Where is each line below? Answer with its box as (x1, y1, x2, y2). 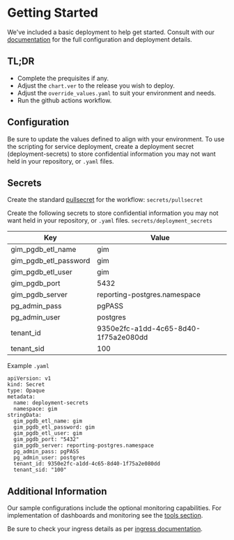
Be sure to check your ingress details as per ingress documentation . (7, 525, 203, 533)
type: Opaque (7, 388, 45, 395)
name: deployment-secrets (13, 399, 89, 406)
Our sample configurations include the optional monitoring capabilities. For (7, 504, 221, 512)
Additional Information (7, 485, 107, 497)
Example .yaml (7, 362, 50, 370)
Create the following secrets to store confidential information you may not (7, 209, 219, 217)
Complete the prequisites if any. (17, 74, 109, 82)
